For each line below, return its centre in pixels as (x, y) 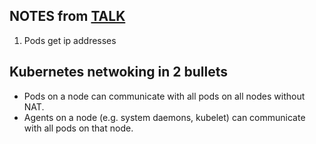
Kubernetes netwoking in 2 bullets (119, 72)
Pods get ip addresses (70, 40)
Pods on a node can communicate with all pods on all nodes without (164, 96)
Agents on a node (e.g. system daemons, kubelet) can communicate (164, 117)
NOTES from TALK (67, 16)
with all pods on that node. (78, 128)
